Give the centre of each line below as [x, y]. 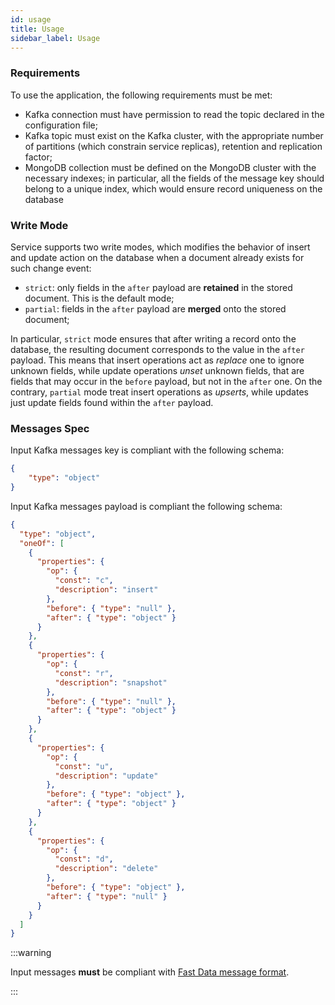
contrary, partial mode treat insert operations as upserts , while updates [159, 392]
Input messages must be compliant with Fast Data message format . [150, 972]
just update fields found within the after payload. [112, 402]
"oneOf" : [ [42, 543]
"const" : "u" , [84, 766]
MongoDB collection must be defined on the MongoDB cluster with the [170, 167]
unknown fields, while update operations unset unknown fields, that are [157, 370]
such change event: [51, 268]
